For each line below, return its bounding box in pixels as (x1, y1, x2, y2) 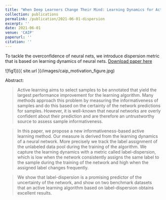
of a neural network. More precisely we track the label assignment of (17, 138, 158, 144)
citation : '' (5, 40, 32, 44)
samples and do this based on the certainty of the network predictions (17, 102, 161, 109)
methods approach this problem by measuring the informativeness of (17, 97, 159, 103)
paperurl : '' (5, 35, 32, 40)
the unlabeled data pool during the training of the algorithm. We (17, 144, 147, 150)
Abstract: (5, 77, 24, 83)
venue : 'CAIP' (5, 30, 35, 35)
